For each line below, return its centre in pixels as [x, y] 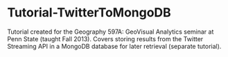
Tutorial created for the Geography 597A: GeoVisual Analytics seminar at [111, 32]
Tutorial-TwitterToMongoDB [89, 13]
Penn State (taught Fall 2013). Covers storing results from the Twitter [105, 38]
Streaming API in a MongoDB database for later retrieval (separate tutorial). [114, 46]
